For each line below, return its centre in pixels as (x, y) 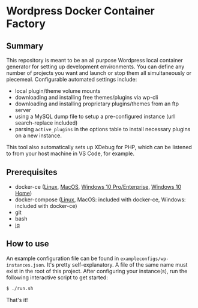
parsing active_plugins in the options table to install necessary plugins (103, 129)
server (23, 110)
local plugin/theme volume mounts (58, 91)
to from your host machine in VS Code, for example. (70, 153)
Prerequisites (32, 172)
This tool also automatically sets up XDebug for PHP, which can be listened (99, 147)
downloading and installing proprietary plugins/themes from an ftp (97, 104)
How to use (28, 244)
